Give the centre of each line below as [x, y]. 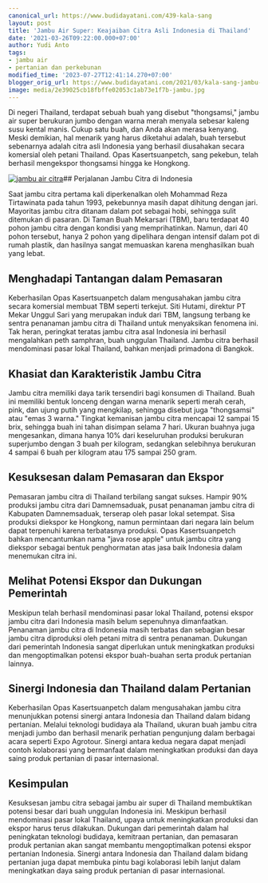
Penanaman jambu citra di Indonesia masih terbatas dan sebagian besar [127, 629]
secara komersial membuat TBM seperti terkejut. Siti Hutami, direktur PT [127, 306]
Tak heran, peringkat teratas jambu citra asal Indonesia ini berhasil [117, 332]
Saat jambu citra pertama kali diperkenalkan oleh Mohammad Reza [118, 194]
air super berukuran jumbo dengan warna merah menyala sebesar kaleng [129, 121]
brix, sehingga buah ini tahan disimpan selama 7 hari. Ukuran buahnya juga [132, 427]
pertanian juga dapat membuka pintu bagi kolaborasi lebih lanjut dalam [124, 862]
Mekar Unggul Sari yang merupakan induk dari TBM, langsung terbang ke [130, 315]
